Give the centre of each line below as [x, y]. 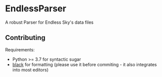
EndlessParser [36, 9]
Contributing [25, 38]
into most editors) [30, 70]
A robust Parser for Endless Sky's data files [49, 22]
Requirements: [20, 49]
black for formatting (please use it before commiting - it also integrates [84, 64]
